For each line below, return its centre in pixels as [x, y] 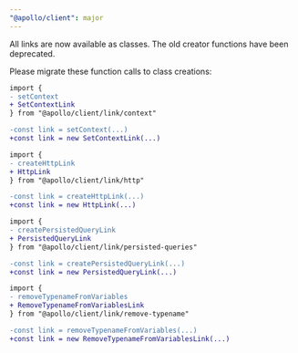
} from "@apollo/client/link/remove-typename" [99, 314]
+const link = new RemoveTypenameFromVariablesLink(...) [120, 338]
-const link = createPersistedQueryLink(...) [97, 264]
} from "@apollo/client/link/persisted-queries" [103, 247]
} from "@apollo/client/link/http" [77, 180]
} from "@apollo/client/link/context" [83, 114]
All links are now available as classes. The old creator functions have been [149, 44]
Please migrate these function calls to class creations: [111, 71]
